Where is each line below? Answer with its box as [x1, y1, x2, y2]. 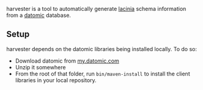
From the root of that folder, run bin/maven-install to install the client [15, 70, 191, 77]
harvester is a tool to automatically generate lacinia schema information [6, 5, 186, 12]
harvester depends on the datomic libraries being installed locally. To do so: [6, 45, 197, 52]
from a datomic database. [6, 12, 72, 19]
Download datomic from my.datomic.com [15, 57, 119, 64]
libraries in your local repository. [15, 76, 97, 84]
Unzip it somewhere [15, 63, 66, 71]
